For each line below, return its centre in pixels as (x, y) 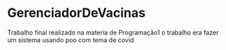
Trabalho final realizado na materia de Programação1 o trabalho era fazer (113, 32)
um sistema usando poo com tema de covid (71, 39)
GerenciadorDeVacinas (76, 13)
